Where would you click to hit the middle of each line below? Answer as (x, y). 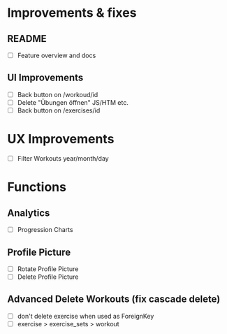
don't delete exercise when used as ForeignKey (86, 316)
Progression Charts (45, 230)
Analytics (29, 213)
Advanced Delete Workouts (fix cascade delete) (114, 299)
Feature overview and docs (57, 55)
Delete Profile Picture (48, 277)
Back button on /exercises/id (59, 110)
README (27, 39)
